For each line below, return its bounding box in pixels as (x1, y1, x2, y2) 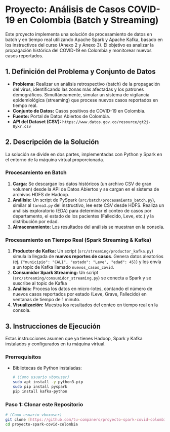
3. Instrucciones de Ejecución (5, 322, 101, 331)
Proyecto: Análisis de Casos (5, 4, 125, 15)
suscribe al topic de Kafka (12, 280, 67, 286)
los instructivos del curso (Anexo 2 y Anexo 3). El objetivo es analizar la (5, 42, 154, 48)
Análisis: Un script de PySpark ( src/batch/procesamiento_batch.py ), (12, 197, 156, 203)
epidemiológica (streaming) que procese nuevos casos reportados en (12, 97, 158, 103)
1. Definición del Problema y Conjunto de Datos (5, 67, 156, 76)
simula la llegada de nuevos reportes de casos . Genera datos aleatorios (12, 254, 163, 260)
